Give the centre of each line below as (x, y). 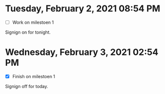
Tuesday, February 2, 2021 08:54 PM (83, 9)
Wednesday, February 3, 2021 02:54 (82, 52)
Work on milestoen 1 (33, 22)
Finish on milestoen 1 (34, 76)
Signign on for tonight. (28, 32)
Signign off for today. (27, 86)
